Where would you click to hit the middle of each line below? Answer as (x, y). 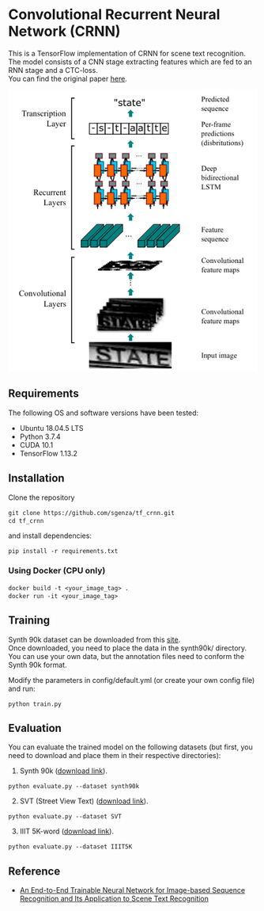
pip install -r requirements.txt (63, 551)
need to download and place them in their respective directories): (115, 756)
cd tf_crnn (26, 520)
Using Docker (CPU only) (57, 570)
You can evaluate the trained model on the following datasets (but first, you (130, 747)
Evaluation (35, 728)
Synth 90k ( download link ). (64, 771)
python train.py (35, 704)
